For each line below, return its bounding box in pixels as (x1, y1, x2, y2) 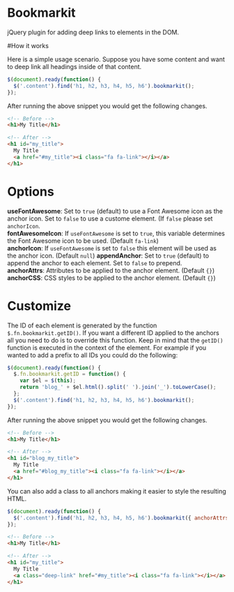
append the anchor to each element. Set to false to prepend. (7, 258, 182, 267)
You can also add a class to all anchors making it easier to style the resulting (7, 487, 226, 495)
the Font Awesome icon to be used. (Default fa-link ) (7, 236, 159, 245)
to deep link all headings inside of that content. (7, 62, 142, 71)
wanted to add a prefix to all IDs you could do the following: (7, 350, 178, 359)
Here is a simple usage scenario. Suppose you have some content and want (7, 54, 225, 64)
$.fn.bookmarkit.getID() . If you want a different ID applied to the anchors (7, 328, 219, 336)
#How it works (7, 41, 49, 50)
